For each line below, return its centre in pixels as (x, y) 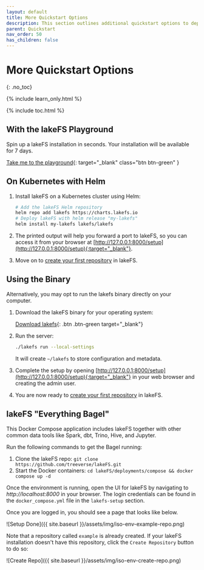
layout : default (27, 12)
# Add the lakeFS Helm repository (59, 207)
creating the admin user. (46, 383)
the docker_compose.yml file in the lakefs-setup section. (76, 500)
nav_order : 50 (24, 35)
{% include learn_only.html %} (44, 98)
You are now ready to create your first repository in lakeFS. (89, 395)
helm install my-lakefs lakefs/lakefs (64, 224)
